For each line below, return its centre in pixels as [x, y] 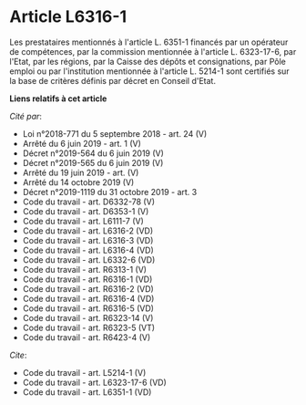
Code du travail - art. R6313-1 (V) [85, 269]
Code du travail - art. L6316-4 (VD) [88, 250]
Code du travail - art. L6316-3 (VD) [88, 240]
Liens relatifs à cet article [58, 99]
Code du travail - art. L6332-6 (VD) [89, 260]
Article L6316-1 [68, 17]
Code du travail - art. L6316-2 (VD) [88, 231]
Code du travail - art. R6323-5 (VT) [89, 327]
